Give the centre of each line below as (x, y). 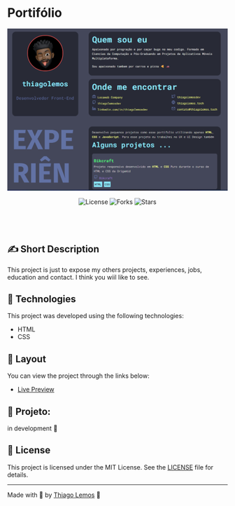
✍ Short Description (54, 249)
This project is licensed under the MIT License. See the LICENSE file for (111, 467)
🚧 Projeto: (29, 411)
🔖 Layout (27, 359)
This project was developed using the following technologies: (95, 316)
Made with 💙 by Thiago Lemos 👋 (54, 495)
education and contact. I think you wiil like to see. (78, 277)
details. (18, 474)
